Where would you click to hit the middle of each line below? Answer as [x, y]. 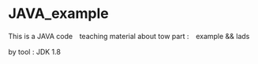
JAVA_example [58, 14]
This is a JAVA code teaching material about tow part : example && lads [129, 36]
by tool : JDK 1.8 [35, 52]
